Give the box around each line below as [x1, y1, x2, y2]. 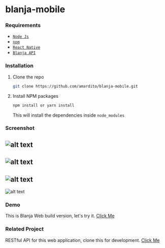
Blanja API [12, 50, 36, 56]
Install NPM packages [12, 93, 58, 99]
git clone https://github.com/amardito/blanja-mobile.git [12, 84, 138, 89]
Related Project [5, 226, 44, 233]
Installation [5, 62, 34, 69]
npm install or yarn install [12, 103, 75, 108]
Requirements [5, 22, 41, 29]
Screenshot [5, 125, 35, 132]
